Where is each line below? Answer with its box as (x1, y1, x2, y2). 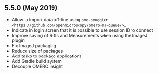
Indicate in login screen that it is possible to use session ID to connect (11, 27, 153, 33)
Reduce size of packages (11, 48, 63, 54)
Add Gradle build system (11, 58, 62, 64)
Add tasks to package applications (11, 53, 82, 59)
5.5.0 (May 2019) (4, 4, 58, 12)
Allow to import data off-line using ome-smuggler (11, 17, 108, 22)
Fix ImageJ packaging (11, 42, 57, 48)
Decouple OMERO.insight (11, 63, 63, 69)
